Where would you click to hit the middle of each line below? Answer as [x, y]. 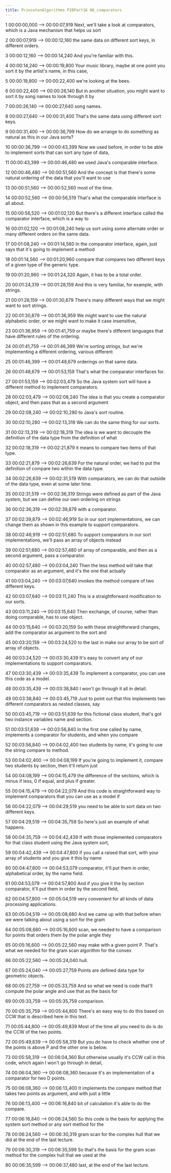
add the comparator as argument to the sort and [56, 632]
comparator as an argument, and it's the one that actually [66, 571]
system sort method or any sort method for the [55, 1124]
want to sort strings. [26, 305]
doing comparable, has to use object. [44, 617]
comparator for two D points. [36, 1078]
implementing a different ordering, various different [59, 352]
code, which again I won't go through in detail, [54, 1063]
